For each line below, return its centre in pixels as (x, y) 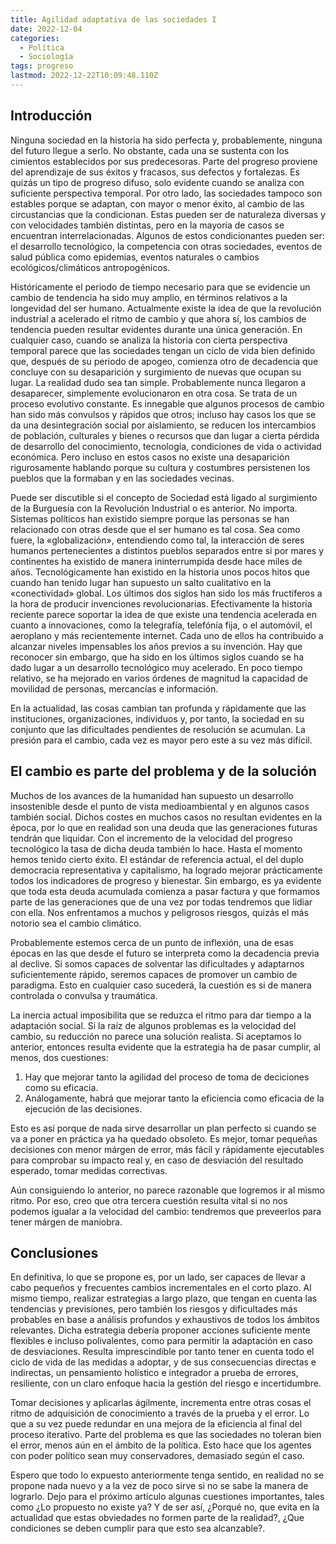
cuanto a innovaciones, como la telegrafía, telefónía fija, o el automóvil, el (161, 625)
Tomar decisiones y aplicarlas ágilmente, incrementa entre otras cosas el (161, 1403)
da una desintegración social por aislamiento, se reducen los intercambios (163, 425)
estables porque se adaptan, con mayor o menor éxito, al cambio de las (157, 203)
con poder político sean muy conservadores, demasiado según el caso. (157, 1456)
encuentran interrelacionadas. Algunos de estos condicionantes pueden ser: (167, 235)
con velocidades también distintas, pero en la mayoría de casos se (147, 225)
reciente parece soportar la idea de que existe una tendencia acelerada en (164, 614)
